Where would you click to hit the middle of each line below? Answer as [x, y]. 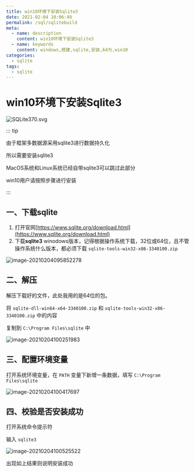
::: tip [12, 131]
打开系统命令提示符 [29, 427]
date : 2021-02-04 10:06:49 [39, 17]
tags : [13, 66]
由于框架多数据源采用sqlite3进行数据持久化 [58, 143]
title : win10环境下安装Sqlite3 [42, 11]
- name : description [36, 34]
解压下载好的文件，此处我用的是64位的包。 [58, 295]
